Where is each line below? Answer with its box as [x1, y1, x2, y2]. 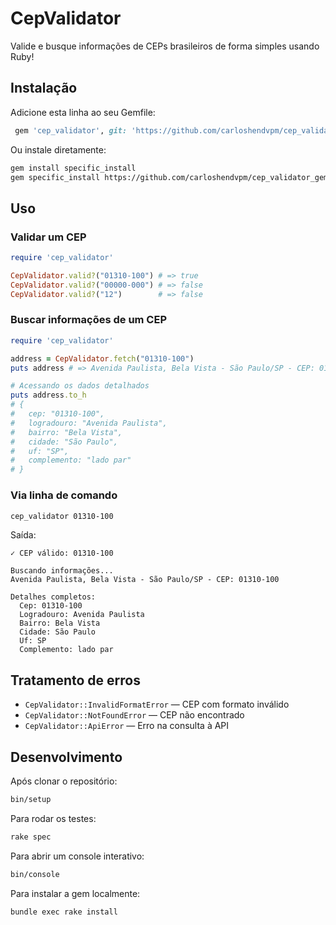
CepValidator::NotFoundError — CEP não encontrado [24, 709, 245, 721]
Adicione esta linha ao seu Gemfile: [10, 106, 156, 118]
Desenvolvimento [10, 748, 123, 766]
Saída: [10, 529, 37, 541]
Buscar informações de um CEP [10, 313, 168, 327]
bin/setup [10, 795, 52, 805]
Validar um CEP [10, 230, 87, 244]
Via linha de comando [10, 488, 118, 502]
